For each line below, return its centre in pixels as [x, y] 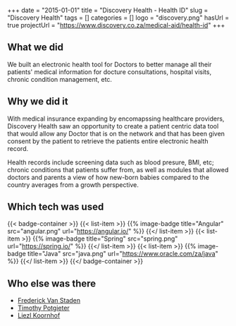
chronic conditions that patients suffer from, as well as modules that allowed [118, 169]
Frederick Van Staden [49, 301]
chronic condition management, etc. [60, 79]
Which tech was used [56, 207]
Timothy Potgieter [44, 308]
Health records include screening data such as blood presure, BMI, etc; [111, 162]
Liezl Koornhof [39, 315]
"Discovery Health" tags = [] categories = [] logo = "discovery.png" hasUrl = [118, 18]
